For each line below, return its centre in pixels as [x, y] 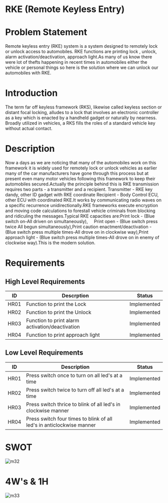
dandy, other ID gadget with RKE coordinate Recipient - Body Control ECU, [82, 195]
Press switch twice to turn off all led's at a [75, 389]
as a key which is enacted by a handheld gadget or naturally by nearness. [81, 118]
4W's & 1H [27, 481]
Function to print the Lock [56, 304]
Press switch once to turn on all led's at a [74, 375]
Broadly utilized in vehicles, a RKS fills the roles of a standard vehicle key [80, 123]
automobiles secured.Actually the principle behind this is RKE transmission [82, 184]
